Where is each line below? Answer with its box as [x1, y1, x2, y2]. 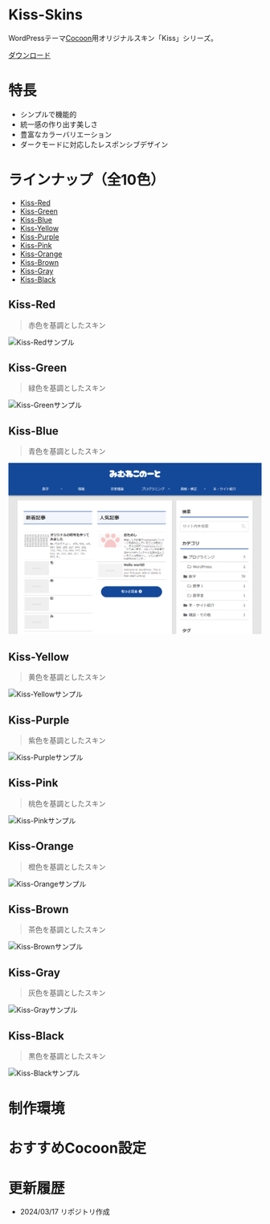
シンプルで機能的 [19, 109, 77, 119]
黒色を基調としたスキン [27, 1051, 106, 1061]
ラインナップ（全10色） [8, 171, 165, 190]
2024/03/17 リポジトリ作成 [19, 1207, 110, 1217]
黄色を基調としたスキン [27, 672, 106, 682]
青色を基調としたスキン [27, 447, 106, 456]
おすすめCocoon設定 [8, 1139, 147, 1157]
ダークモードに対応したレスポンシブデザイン [19, 139, 169, 149]
